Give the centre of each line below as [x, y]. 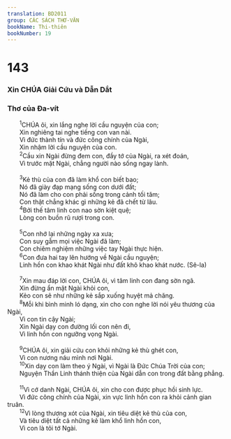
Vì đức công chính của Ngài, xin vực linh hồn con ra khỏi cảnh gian [115, 397]
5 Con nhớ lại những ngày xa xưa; [67, 233]
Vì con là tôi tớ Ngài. [49, 428]
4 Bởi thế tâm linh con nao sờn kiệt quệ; [75, 209]
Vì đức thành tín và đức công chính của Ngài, [84, 140]
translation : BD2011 [37, 14]
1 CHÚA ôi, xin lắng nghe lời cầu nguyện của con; [89, 125]
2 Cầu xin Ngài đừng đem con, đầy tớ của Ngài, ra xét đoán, [105, 155]
